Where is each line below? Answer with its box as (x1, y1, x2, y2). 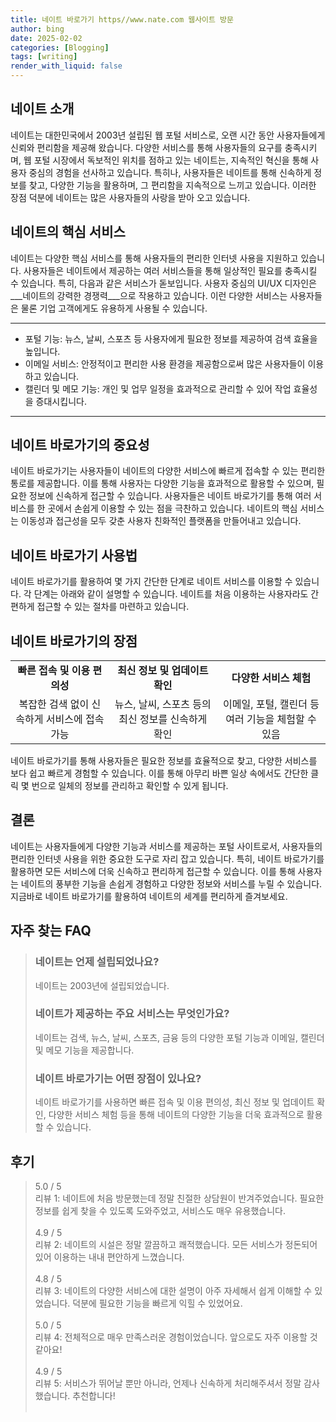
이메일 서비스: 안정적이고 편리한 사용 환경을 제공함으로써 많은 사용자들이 (24, 357, 306, 370)
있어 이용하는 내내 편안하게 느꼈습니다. (34, 1251, 185, 1263)
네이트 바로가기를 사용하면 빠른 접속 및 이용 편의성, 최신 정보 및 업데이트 (34, 1096, 315, 1108)
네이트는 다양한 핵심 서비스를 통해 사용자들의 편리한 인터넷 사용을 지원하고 (10, 252, 299, 264)
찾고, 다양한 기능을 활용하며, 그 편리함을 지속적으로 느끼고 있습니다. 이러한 (28, 179, 317, 191)
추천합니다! (72, 1389, 116, 1401)
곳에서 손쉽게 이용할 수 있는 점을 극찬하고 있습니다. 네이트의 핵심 (47, 502, 298, 515)
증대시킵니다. (35, 395, 87, 407)
